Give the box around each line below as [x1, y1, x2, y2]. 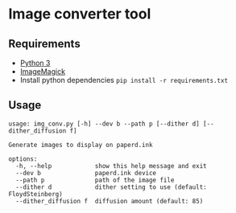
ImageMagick [19, 67, 66, 76]
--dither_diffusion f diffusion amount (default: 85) [15, 197, 204, 205]
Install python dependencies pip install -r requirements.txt [19, 76, 228, 84]
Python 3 [19, 58, 51, 68]
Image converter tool [8, 5, 151, 23]
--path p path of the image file [15, 176, 175, 184]
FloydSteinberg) [8, 190, 63, 198]
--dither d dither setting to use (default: [15, 182, 207, 191]
